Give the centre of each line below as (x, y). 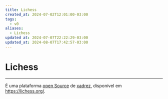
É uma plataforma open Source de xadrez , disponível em (63, 85)
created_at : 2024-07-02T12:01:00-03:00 (47, 14)
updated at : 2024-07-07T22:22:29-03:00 (47, 38)
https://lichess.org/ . (25, 91)
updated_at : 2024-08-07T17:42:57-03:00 (47, 42)
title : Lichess (21, 10)
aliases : (14, 28)
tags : (11, 19)
